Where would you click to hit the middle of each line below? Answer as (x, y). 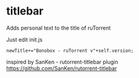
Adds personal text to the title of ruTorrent (59, 28)
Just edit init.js (24, 39)
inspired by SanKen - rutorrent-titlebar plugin (63, 62)
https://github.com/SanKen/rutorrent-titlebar (62, 68)
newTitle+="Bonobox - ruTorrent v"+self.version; (70, 50)
